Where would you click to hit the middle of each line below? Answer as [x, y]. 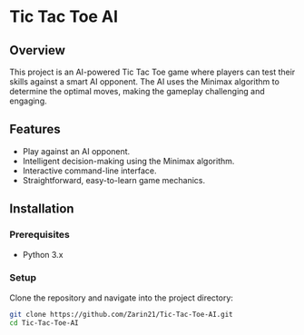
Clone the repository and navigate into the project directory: [122, 298]
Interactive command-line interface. [89, 171]
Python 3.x [43, 254]
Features [35, 129]
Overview [38, 50]
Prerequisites [39, 235]
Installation [42, 209]
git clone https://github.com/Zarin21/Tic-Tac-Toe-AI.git [121, 314]
